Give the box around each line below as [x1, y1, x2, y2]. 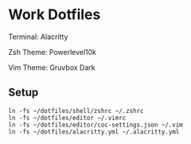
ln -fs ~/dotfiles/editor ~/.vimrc [8, 114, 127, 122]
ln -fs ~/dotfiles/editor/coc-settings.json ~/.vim [8, 121, 183, 129]
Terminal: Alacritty [8, 32, 68, 41]
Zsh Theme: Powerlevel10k [8, 47, 97, 56]
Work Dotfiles [8, 6, 101, 24]
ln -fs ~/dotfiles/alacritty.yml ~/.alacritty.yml [8, 127, 180, 136]
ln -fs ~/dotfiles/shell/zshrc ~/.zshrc [8, 107, 145, 115]
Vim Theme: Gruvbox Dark [8, 62, 95, 72]
